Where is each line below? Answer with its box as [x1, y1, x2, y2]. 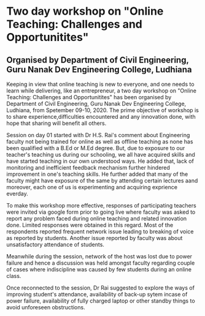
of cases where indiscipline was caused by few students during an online [6, 266, 192, 273]
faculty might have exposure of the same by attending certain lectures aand [6, 177, 198, 184]
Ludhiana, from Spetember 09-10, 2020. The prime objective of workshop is [6, 107, 199, 114]
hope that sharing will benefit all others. [6, 119, 107, 127]
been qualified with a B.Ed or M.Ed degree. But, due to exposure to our [6, 145, 185, 151]
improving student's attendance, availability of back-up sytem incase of [6, 291, 188, 298]
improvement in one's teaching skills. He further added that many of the [6, 170, 188, 178]
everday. [6, 190, 29, 197]
